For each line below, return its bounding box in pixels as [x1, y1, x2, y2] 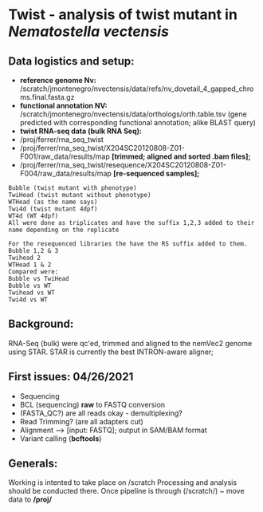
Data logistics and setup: [8, 54, 135, 68]
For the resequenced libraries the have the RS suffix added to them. [8, 240, 248, 248]
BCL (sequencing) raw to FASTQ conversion [19, 400, 166, 409]
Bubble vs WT [8, 282, 52, 289]
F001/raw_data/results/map [19, 152, 110, 161]
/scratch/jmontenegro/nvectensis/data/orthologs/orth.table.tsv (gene [19, 109, 247, 119]
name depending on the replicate [8, 226, 120, 234]
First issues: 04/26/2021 [8, 370, 134, 384]
